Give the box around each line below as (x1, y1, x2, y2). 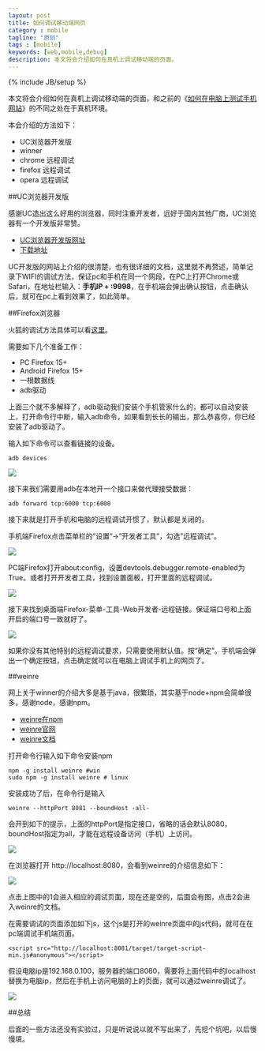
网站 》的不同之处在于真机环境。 (8, 103, 112, 113)
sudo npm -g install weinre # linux (8, 773, 129, 782)
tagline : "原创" (8, 33, 59, 42)
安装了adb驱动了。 (8, 422, 69, 431)
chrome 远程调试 (19, 155, 75, 164)
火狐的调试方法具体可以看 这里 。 (8, 325, 112, 334)
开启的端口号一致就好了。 (8, 614, 91, 624)
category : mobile (8, 26, 69, 34)
